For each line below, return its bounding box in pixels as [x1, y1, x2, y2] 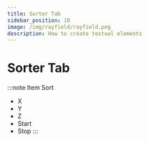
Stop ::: [17, 127, 38, 136]
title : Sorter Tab [7, 10, 61, 18]
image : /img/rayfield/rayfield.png [7, 23, 111, 30]
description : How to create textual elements [7, 30, 142, 37]
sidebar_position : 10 [7, 17, 71, 24]
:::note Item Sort [7, 84, 54, 92]
